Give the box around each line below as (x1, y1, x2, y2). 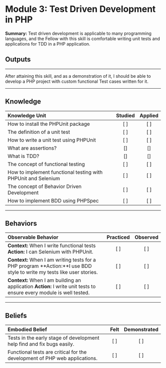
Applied (139, 112, 159, 119)
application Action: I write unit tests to (7, 283, 96, 290)
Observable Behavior (7, 234, 58, 241)
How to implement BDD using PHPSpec (7, 197, 99, 204)
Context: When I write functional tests (7, 242, 96, 249)
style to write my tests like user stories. (7, 269, 98, 276)
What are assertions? (7, 145, 57, 152)
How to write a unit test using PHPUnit (7, 136, 96, 143)
